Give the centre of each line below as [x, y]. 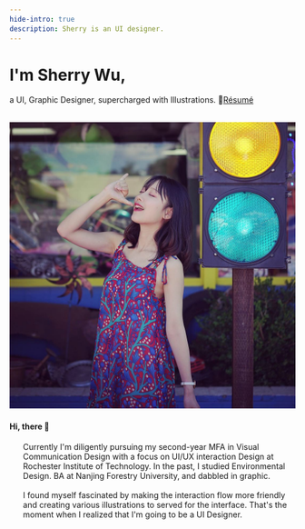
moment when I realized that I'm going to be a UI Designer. [133, 514]
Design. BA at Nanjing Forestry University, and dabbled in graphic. [146, 475]
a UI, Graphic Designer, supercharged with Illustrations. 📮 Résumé [132, 100]
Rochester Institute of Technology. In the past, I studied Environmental [154, 466]
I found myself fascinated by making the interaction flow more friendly [154, 494]
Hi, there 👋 [30, 426]
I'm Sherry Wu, [68, 75]
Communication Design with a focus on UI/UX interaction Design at [148, 456]
